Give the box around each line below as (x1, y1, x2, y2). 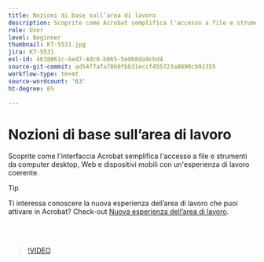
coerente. (8, 168, 39, 178)
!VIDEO (27, 245, 51, 256)
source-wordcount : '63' (8, 77, 86, 85)
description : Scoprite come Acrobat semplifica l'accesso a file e (8, 19, 234, 27)
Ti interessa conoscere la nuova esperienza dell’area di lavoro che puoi (8, 198, 238, 208)
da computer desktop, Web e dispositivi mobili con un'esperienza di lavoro (8, 160, 250, 169)
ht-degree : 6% (8, 84, 55, 93)
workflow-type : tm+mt (8, 70, 79, 78)
